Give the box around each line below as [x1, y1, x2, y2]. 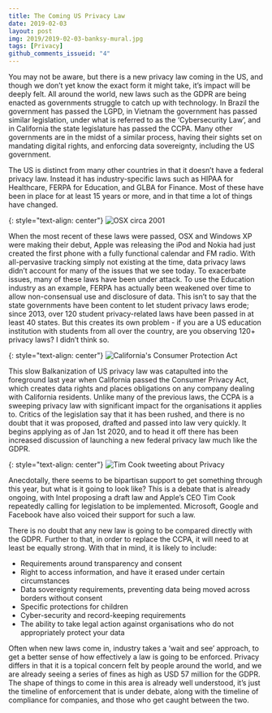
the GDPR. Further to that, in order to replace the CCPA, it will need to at [8, 534, 249, 544]
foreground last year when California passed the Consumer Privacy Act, [8, 375, 249, 384]
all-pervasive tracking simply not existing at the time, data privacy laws [8, 257, 246, 266]
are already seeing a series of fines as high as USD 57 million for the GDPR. [8, 669, 261, 679]
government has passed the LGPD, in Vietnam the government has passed [8, 106, 257, 116]
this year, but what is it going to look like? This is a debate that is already [8, 484, 251, 494]
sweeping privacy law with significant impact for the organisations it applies [8, 401, 262, 410]
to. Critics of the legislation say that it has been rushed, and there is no [8, 409, 245, 419]
